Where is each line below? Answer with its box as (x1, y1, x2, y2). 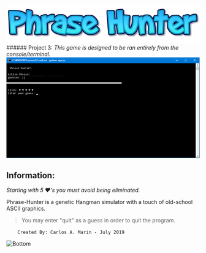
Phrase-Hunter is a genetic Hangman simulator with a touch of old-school (6, 198, 193, 206)
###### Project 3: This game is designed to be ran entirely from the (6, 43, 179, 51)
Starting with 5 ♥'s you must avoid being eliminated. (6, 186, 140, 194)
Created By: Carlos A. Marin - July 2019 (17, 229, 124, 236)
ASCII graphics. (6, 205, 46, 213)
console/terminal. (6, 50, 51, 58)
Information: (6, 170, 55, 181)
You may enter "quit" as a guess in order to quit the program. (21, 217, 176, 224)
